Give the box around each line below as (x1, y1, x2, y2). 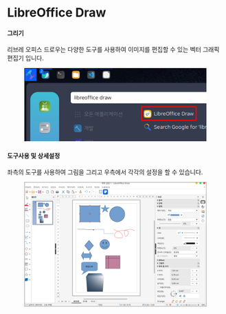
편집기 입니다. (7, 54, 45, 63)
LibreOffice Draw (7, 5, 106, 21)
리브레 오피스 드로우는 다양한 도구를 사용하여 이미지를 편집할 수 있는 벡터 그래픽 (7, 45, 220, 54)
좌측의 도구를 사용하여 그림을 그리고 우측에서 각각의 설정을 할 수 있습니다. (7, 168, 203, 176)
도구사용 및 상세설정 (7, 151, 60, 160)
